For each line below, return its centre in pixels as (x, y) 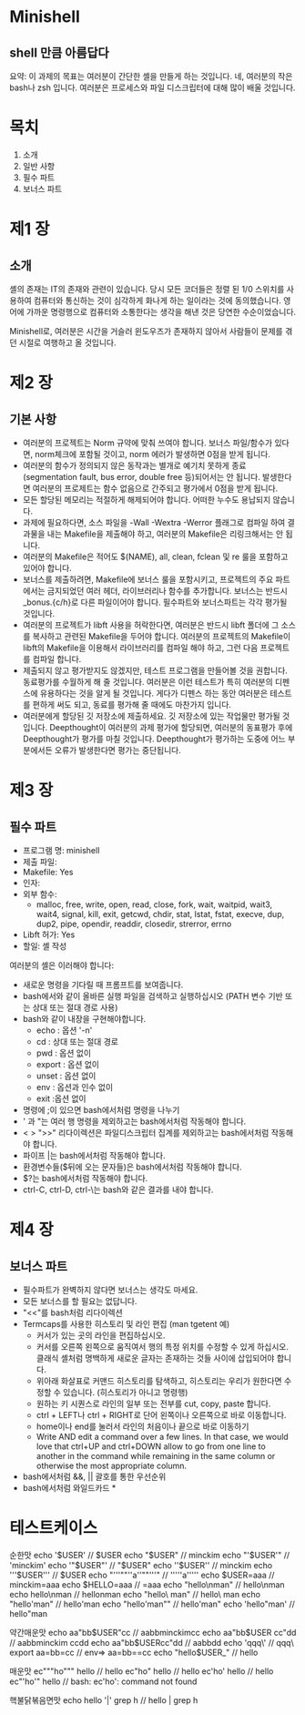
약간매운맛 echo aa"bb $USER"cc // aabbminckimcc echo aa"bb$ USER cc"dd (153, 1632)
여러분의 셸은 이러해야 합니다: (62, 965)
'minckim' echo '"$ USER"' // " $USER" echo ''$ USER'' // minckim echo (141, 1565)
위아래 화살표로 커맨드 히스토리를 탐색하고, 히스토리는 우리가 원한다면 (159, 1381)
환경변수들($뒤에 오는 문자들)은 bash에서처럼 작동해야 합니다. (132, 1167)
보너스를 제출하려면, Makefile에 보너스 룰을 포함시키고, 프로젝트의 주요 (148, 579)
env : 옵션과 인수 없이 (75, 1087)
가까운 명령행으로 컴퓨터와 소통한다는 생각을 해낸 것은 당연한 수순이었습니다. (161, 311)
